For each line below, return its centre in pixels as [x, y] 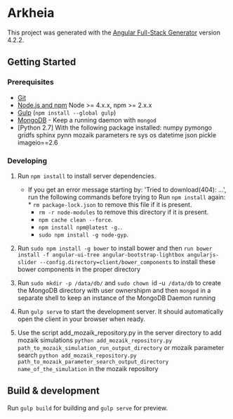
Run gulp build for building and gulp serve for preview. [88, 408]
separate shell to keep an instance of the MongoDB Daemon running [116, 298]
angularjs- [203, 255]
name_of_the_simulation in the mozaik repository [88, 368]
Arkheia [31, 13]
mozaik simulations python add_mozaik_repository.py [95, 340]
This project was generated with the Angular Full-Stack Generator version [114, 32]
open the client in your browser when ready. [81, 319]
